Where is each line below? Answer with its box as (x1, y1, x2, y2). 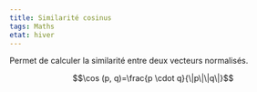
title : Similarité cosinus (9, 13, 112, 23)
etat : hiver (9, 30, 55, 39)
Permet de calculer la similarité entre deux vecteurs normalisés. (9, 56, 249, 66)
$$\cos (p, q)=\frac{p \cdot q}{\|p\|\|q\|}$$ (72, 73, 234, 84)
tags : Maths (9, 22, 55, 31)
